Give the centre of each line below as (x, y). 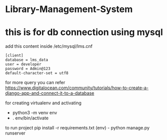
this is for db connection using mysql (84, 32)
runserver (15, 133)
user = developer (23, 64)
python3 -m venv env (35, 113)
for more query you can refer (35, 83)
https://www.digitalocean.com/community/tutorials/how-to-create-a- (77, 88)
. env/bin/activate (30, 118)
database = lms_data (27, 60)
